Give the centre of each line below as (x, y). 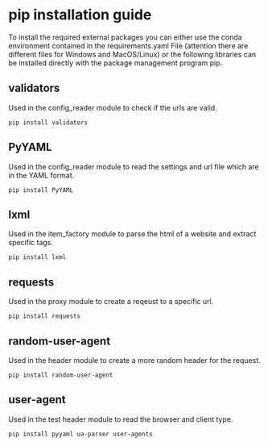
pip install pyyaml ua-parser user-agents (80, 434)
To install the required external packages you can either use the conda (126, 37)
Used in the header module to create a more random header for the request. (135, 360)
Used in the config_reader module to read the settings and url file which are (134, 166)
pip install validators (48, 123)
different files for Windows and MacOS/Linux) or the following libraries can (132, 54)
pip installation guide (80, 15)
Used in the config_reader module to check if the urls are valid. (113, 107)
